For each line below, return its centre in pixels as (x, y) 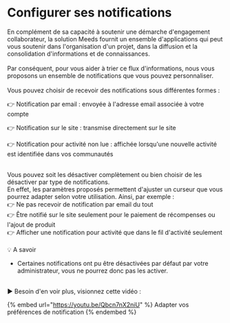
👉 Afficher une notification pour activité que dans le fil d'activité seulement (115, 232)
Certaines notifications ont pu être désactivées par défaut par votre (113, 263)
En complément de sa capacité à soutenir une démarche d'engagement (108, 32)
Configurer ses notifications (90, 13)
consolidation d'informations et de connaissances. (79, 54)
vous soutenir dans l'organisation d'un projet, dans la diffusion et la (102, 46)
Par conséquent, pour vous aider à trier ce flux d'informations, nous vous (111, 68)
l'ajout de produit (31, 225)
